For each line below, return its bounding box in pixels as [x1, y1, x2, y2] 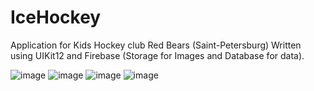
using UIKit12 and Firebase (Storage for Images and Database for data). [10, 49, 305, 61]
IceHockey [10, 6, 102, 29]
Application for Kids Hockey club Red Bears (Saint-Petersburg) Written [10, 39, 302, 51]
